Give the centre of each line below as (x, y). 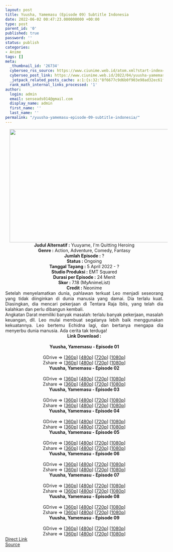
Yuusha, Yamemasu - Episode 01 (84, 346)
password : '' (19, 38)
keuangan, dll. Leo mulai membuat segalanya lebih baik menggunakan (84, 320)
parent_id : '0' (21, 29)
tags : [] (14, 57)
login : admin (23, 94)
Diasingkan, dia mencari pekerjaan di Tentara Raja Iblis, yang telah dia (84, 304)
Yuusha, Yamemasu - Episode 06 (84, 453)
